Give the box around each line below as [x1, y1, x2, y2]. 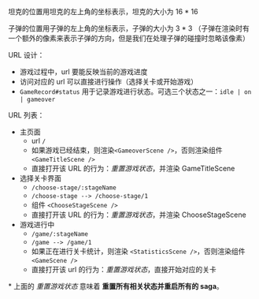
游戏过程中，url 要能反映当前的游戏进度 [19, 67, 148, 77]
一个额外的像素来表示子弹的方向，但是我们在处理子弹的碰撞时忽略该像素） [8, 34, 250, 43]
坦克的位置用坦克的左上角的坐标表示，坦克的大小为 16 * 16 [8, 7, 198, 16]
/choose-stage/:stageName [31, 184, 117, 192]
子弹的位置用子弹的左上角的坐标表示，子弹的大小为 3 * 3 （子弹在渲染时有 [8, 24, 250, 33]
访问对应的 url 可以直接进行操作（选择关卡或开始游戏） [19, 77, 198, 86]
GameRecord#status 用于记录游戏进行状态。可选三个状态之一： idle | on [19, 87, 252, 96]
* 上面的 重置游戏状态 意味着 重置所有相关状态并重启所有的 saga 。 [8, 282, 224, 290]
